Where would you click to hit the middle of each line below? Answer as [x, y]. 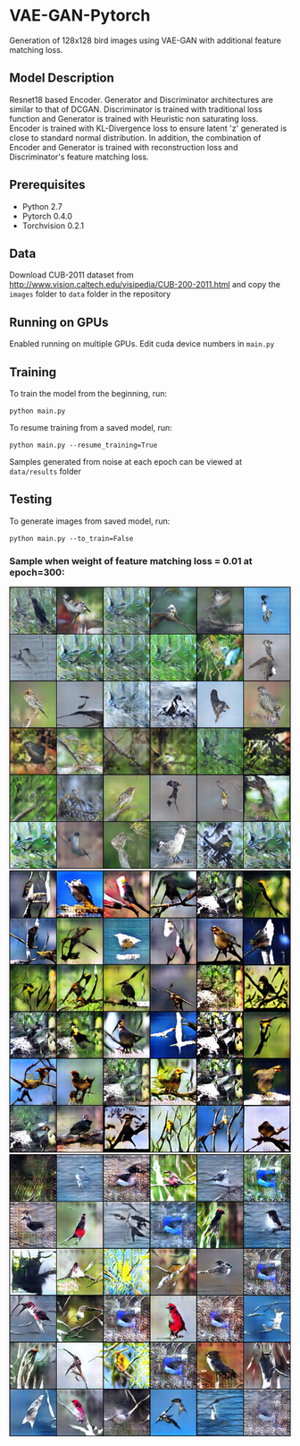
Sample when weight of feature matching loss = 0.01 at [131, 560]
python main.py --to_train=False [71, 538]
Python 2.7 [42, 206]
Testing [31, 499]
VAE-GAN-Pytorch [80, 16]
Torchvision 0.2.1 [53, 226]
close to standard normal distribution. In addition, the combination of [135, 137]
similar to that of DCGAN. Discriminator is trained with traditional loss [136, 109]
